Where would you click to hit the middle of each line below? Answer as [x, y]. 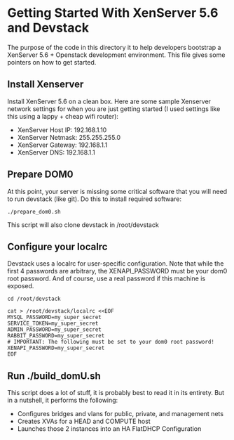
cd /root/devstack [34, 299]
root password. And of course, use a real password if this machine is [106, 278]
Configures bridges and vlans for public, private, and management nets [121, 414]
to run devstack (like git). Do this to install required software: [95, 199]
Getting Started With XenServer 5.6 [113, 13]
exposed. [21, 286]
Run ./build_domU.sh [54, 376]
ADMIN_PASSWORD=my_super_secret [54, 330]
